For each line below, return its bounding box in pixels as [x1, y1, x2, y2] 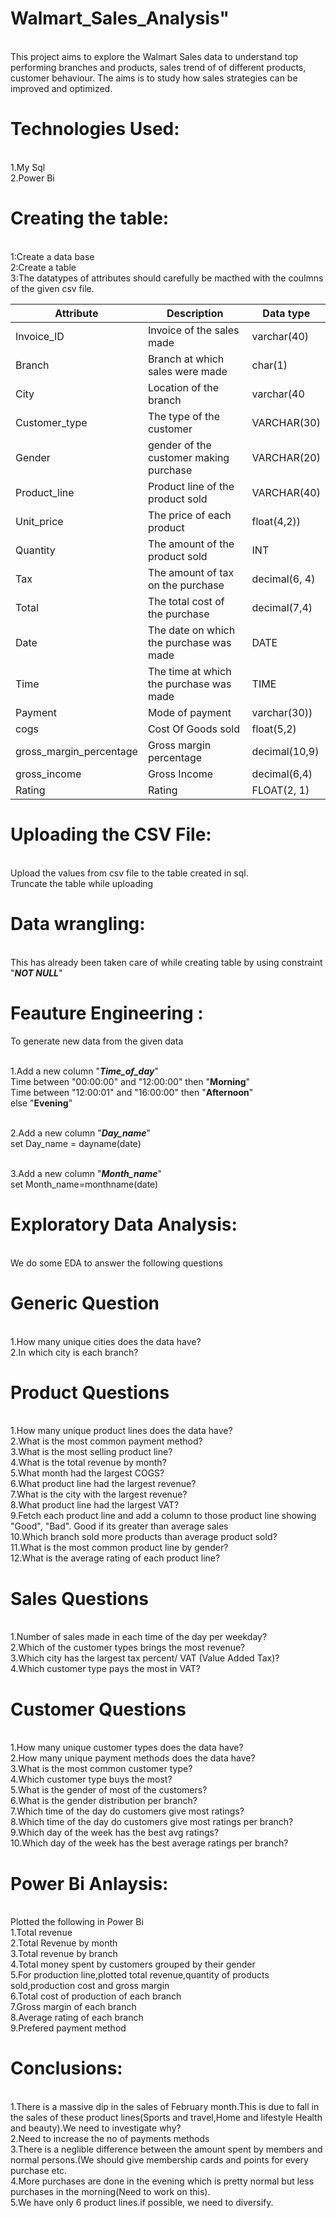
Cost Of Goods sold [147, 722, 240, 736]
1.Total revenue [10, 1927, 73, 1939]
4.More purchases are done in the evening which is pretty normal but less [10, 2175, 315, 2187]
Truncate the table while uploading [10, 877, 154, 889]
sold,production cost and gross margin [10, 1980, 170, 1992]
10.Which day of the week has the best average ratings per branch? [10, 1837, 289, 1849]
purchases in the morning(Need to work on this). [10, 2186, 211, 2198]
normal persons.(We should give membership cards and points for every [10, 2154, 309, 2166]
